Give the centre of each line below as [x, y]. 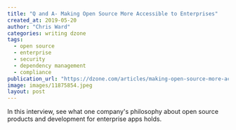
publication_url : [33, 79]
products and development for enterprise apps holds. [85, 119]
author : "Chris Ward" [39, 27]
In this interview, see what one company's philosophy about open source [113, 112]
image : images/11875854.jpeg [50, 85]
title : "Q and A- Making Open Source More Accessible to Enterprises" [113, 14]
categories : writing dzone [47, 33]
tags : [15, 40]
